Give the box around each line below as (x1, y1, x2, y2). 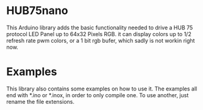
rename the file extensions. (6, 98, 75, 105)
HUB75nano (6, 4, 68, 18)
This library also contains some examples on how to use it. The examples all (6, 85, 198, 92)
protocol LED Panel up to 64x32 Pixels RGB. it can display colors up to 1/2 (6, 30, 192, 37)
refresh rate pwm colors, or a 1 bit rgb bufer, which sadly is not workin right (6, 37, 195, 44)
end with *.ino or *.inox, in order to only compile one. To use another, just (6, 91, 189, 98)
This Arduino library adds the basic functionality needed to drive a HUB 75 (6, 24, 193, 31)
